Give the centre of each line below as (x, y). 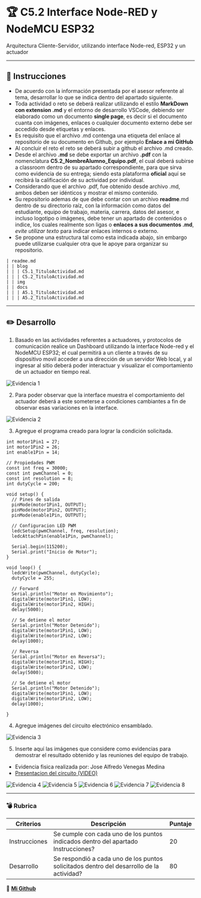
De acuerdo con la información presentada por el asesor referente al (99, 90)
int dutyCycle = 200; (33, 483)
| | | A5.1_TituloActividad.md (45, 292)
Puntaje (181, 824)
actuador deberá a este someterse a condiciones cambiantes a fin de (100, 401)
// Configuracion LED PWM (44, 525)
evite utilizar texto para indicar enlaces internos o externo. (86, 231)
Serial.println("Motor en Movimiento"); (63, 594)
